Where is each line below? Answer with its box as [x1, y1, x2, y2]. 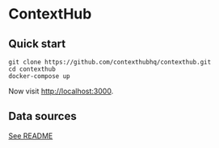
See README [8, 130, 53, 141]
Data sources [8, 109, 77, 123]
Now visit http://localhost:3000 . [8, 86, 114, 96]
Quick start [8, 37, 66, 51]
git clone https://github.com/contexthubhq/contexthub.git [8, 58, 212, 66]
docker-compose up [8, 72, 70, 80]
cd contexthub [8, 65, 57, 73]
